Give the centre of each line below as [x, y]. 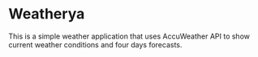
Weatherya [47, 14]
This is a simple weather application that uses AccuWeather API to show [129, 36]
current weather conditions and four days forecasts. [95, 44]
